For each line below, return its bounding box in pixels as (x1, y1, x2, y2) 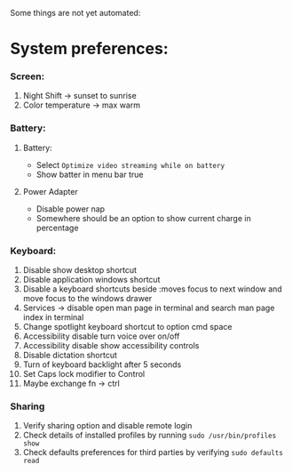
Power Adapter (22, 186, 78, 196)
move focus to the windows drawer (22, 293, 153, 304)
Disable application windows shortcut (22, 275, 161, 285)
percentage (36, 222, 79, 233)
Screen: (10, 70, 45, 83)
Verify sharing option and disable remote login (22, 420, 193, 431)
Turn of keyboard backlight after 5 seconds (22, 359, 182, 370)
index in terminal (22, 312, 84, 323)
